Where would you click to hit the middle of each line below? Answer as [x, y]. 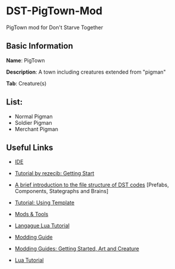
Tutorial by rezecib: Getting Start [55, 173]
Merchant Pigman [36, 129]
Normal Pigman [34, 116]
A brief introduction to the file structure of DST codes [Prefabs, [92, 185]
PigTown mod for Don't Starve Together [55, 27]
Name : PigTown [26, 60]
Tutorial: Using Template [44, 202]
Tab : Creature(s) [26, 83]
